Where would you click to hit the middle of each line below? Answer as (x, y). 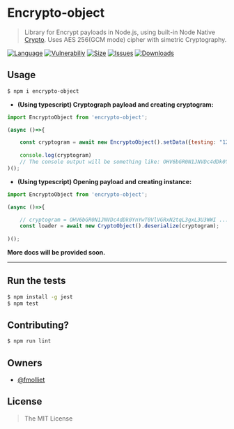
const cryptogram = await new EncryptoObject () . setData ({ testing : (118, 142)
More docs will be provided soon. (56, 252)
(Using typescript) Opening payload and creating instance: (104, 181)
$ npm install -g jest (40, 297)
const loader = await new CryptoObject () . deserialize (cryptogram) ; (119, 226)
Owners (25, 363)
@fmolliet (31, 380)
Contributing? (38, 325)
